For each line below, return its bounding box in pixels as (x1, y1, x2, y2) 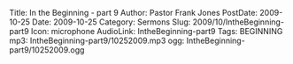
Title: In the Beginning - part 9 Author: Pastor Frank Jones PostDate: (9, 8, 258, 18)
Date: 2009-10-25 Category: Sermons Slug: (32, 17, 191, 27)
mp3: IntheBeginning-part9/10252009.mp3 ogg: (9, 35, 185, 46)
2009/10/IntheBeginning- (192, 17, 285, 27)
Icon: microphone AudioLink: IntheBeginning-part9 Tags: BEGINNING (30, 26, 283, 36)
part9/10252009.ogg (9, 45, 85, 55)
